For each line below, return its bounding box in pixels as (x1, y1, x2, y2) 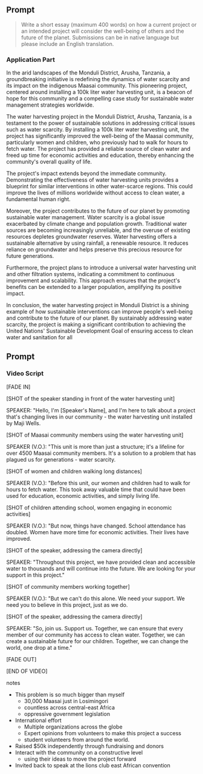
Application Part (6, 55, 56, 64)
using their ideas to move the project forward (24, 755, 137, 762)
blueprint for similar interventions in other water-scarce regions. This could (6, 183, 193, 190)
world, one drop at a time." (6, 644, 72, 651)
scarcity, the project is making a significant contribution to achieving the (6, 321, 186, 328)
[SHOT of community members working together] (6, 583, 130, 590)
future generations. (6, 253, 54, 260)
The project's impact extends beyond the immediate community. (6, 170, 167, 177)
